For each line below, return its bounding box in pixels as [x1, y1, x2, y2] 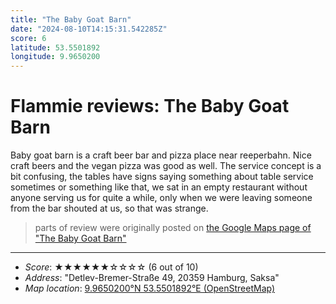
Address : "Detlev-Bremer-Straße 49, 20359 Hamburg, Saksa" [24, 272, 280, 284]
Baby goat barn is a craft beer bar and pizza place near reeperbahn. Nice [10, 149, 312, 161]
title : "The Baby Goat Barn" [10, 14, 132, 25]
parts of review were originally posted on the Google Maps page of [34, 222, 312, 234]
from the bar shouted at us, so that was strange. [10, 202, 209, 215]
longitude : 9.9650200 [10, 52, 101, 62]
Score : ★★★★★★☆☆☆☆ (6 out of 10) [24, 261, 199, 273]
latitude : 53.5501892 [10, 42, 101, 53]
